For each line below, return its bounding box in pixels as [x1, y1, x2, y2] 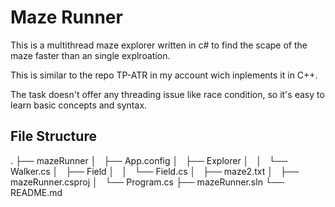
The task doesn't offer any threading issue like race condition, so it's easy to [10, 88, 325, 100]
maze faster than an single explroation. [10, 49, 171, 61]
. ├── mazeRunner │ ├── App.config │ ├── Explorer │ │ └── [10, 154, 288, 166]
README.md [10, 186, 63, 198]
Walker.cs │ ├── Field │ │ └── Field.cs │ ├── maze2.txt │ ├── [10, 165, 300, 177]
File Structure [10, 128, 97, 145]
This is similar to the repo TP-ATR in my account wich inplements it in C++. [10, 69, 318, 81]
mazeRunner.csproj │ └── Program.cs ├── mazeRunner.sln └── [10, 176, 285, 188]
